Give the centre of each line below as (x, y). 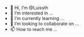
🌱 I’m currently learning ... (37, 18)
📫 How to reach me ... (34, 29)
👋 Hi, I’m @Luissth (29, 8)
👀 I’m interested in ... (32, 13)
